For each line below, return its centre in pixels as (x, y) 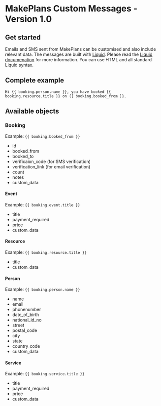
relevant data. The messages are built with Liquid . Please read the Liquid (79, 54)
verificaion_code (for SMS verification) (51, 162)
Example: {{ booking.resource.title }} (46, 252)
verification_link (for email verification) (51, 166)
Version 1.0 (29, 19)
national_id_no (27, 320)
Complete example (35, 80)
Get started (23, 37)
